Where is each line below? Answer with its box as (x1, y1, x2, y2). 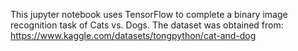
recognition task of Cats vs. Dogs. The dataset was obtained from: (10, 19, 284, 31)
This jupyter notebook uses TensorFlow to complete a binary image (10, 9, 288, 20)
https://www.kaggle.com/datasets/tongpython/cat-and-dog (10, 30, 257, 41)
